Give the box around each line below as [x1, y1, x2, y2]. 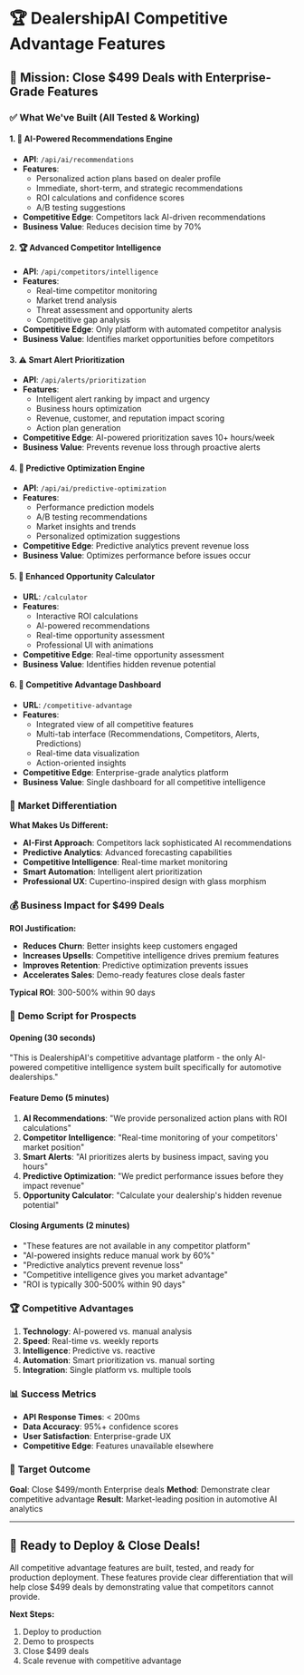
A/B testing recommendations [35, 511, 147, 522]
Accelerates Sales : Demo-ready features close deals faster [22, 969, 246, 980]
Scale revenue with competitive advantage [22, 1655, 182, 1666]
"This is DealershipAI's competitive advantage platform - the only [9, 1052, 253, 1063]
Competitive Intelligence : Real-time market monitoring [22, 857, 228, 868]
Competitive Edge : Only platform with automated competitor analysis [22, 324, 282, 335]
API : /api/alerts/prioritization [22, 375, 147, 385]
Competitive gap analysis [35, 314, 131, 325]
